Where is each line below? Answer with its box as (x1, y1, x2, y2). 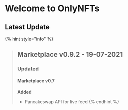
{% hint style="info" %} (5, 36, 54, 42)
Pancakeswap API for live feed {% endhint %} (24, 98, 119, 105)
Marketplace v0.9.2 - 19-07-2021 (17, 50, 123, 59)
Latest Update (5, 23, 50, 31)
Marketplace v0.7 (17, 78, 55, 84)
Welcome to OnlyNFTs (5, 3, 100, 14)
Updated (17, 65, 39, 72)
